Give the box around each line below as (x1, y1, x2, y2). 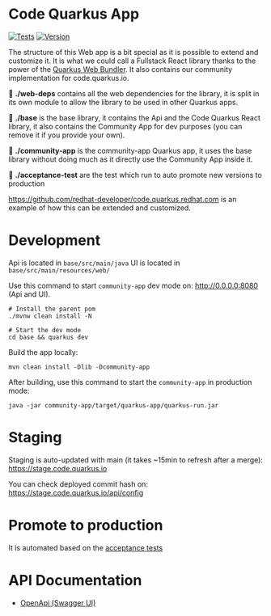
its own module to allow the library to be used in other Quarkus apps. (8, 97, 239, 107)
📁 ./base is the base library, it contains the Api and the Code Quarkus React (8, 112, 261, 122)
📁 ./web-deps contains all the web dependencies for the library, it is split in (8, 88, 260, 98)
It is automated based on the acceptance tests (8, 542, 163, 552)
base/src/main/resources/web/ (8, 266, 111, 275)
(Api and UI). (8, 289, 51, 299)
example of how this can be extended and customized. (8, 203, 192, 213)
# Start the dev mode (8, 326, 82, 334)
